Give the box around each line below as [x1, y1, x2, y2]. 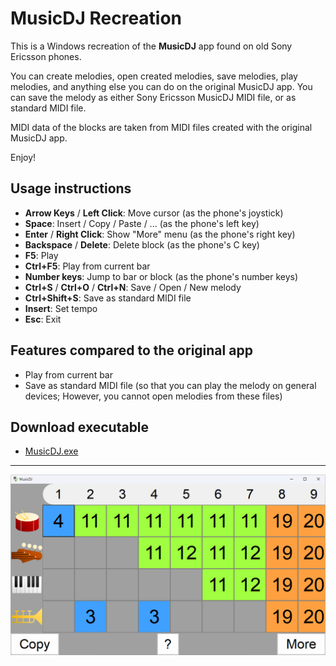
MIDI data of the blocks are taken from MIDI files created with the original [10, 121, 313, 133]
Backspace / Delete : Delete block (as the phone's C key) [24, 238, 260, 251]
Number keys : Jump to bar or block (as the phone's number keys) [24, 270, 299, 282]
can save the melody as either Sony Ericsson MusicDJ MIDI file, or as [10, 91, 297, 103]
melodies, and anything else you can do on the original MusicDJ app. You [10, 80, 313, 92]
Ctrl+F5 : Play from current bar [24, 260, 151, 272]
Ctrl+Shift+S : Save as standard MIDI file [24, 292, 192, 304]
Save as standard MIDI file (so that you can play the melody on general [24, 379, 317, 391]
